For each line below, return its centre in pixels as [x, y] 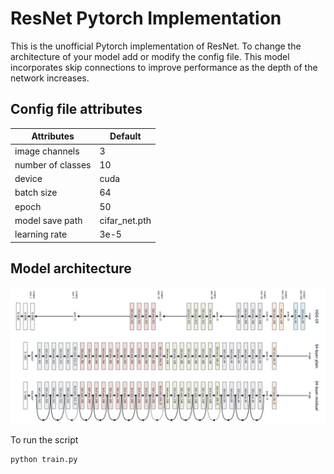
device [28, 178]
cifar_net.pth [125, 220]
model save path [48, 220]
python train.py [44, 459]
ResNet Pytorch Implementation [146, 18]
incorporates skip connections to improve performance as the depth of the [164, 67]
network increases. [50, 78]
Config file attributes [76, 109]
